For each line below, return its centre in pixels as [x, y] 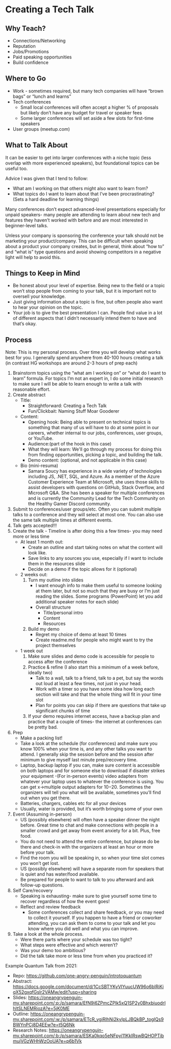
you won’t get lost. [40, 863]
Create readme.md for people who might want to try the [94, 640]
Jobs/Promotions [31, 52]
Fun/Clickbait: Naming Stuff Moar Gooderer [74, 411]
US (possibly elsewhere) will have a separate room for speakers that [92, 869]
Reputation [24, 46]
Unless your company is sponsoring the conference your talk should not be [84, 235]
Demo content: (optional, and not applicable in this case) [87, 460]
